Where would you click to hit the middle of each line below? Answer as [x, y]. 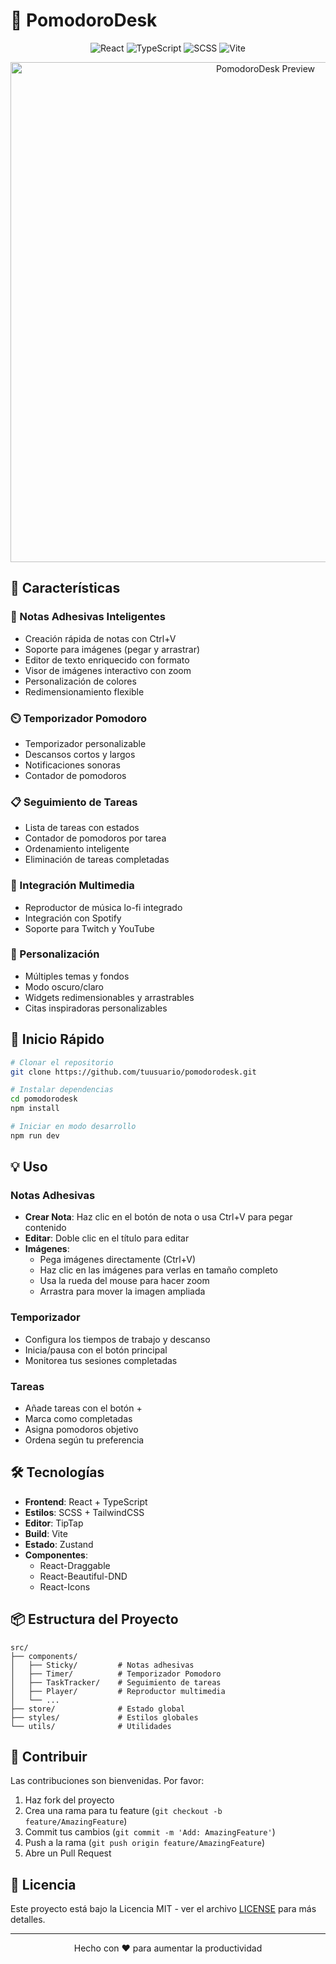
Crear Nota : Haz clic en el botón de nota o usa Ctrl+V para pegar [158, 1217]
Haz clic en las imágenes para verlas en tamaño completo [158, 1270]
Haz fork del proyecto [69, 1800]
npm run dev [35, 1135]
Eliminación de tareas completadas [97, 860]
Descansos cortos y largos [80, 754]
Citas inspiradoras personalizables [96, 1008]
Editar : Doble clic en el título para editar [107, 1238]
